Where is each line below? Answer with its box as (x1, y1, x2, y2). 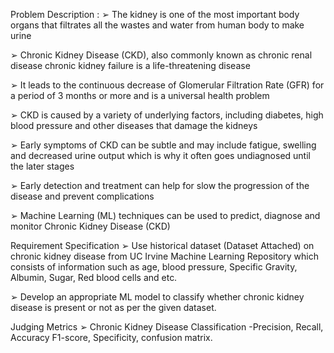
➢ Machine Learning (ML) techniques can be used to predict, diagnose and (10, 210, 321, 221)
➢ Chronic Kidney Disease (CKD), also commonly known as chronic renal (10, 49, 313, 61)
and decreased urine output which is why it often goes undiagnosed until (10, 150, 311, 161)
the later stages (10, 160, 75, 172)
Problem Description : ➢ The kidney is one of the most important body (10, 9, 300, 20)
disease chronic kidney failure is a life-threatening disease (10, 60, 251, 71)
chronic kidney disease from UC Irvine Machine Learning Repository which (10, 250, 320, 262)
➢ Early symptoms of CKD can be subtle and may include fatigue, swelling (10, 139, 317, 151)
